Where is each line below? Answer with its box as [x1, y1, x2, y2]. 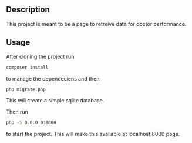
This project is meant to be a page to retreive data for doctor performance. [6, 20, 187, 27]
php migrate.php [6, 87, 46, 92]
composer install [6, 64, 49, 70]
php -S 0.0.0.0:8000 [6, 120, 57, 126]
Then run [6, 108, 28, 115]
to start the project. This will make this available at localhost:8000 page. [6, 131, 180, 138]
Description [6, 5, 50, 15]
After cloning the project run [6, 53, 75, 60]
